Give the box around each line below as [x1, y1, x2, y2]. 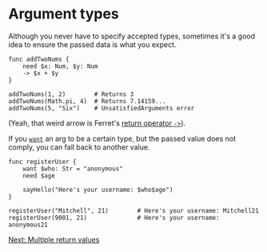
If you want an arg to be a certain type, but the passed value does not [8, 134, 237, 143]
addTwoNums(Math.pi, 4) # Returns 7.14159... [8, 97, 166, 105]
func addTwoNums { [8, 55, 70, 63]
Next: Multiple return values [8, 234, 100, 244]
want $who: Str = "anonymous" [22, 165, 124, 173]
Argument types [8, 5, 120, 23]
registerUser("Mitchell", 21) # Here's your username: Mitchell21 [8, 206, 260, 214]
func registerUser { [8, 158, 78, 166]
